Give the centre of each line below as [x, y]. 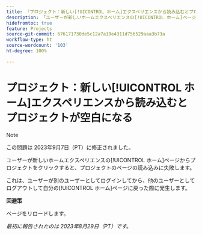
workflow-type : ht [29, 40]
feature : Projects [29, 29]
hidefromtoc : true [29, 23]
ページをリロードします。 [38, 213]
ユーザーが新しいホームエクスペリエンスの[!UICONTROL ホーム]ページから [98, 160]
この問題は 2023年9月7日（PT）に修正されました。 [70, 147]
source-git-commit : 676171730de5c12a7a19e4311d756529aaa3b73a [86, 34]
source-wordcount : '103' [37, 46]
